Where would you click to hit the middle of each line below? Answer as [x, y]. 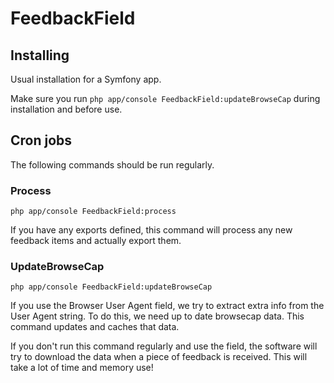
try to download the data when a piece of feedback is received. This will [159, 357]
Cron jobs [41, 140]
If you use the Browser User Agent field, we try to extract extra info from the [167, 306]
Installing [40, 55]
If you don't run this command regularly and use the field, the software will [164, 346]
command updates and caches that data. [95, 327]
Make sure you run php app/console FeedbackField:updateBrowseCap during [165, 98]
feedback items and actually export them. [96, 241]
